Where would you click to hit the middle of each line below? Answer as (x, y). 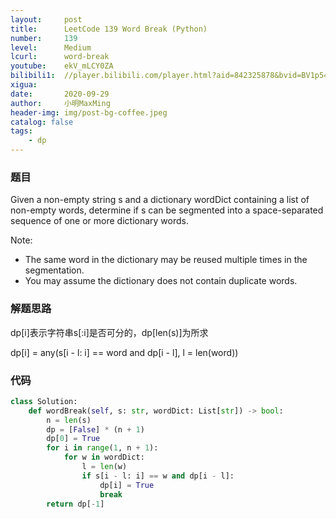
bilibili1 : (33, 76)
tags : (21, 131)
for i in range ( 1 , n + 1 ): (102, 448)
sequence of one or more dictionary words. (99, 221)
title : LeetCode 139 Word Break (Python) (109, 29)
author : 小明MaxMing (60, 103)
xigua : (24, 85)
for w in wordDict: (104, 457)
